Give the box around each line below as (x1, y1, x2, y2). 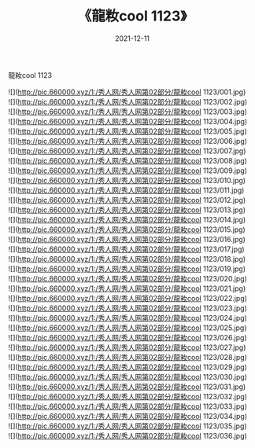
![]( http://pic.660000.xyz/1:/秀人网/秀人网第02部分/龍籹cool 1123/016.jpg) (8, 234, 246, 244)
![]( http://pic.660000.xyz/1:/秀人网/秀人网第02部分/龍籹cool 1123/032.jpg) (8, 391, 248, 401)
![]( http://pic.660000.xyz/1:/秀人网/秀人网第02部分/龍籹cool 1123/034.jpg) (8, 411, 248, 420)
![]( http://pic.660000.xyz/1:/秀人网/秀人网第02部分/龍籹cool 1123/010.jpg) (8, 175, 246, 185)
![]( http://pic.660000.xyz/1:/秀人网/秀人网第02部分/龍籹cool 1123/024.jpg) (8, 313, 248, 322)
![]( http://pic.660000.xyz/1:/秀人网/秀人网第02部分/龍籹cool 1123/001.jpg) (8, 87, 246, 97)
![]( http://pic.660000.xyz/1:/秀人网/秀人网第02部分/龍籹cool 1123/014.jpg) (8, 215, 246, 224)
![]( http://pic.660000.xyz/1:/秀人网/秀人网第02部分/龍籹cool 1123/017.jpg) (8, 244, 246, 254)
